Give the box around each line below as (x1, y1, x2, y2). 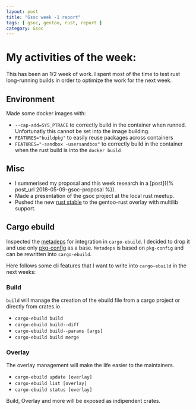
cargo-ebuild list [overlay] (14, 381, 87, 387)
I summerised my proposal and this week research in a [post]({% (14, 179, 174, 187)
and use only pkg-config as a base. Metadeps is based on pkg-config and (6, 244, 184, 251)
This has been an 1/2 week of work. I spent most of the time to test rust (6, 71, 181, 78)
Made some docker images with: (6, 110, 86, 116)
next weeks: (6, 268, 36, 275)
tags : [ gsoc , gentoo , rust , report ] (6, 20, 102, 26)
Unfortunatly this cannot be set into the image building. (14, 128, 150, 134)
